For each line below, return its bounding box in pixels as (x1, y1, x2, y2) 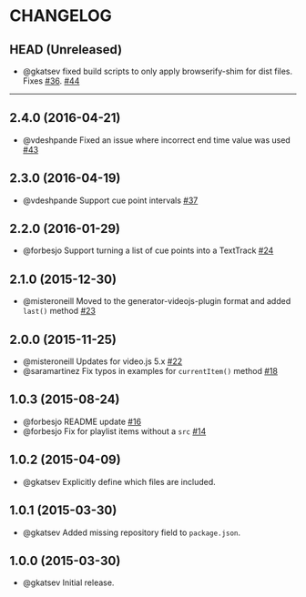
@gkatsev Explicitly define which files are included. (22, 476, 216, 487)
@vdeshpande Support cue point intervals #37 (22, 195, 199, 206)
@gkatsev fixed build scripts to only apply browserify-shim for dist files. (22, 66, 293, 76)
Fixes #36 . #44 (22, 76, 80, 86)
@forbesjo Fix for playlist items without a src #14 (22, 425, 207, 437)
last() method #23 (22, 306, 96, 317)
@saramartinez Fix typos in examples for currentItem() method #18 (22, 366, 278, 377)
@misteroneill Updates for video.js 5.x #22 (22, 356, 183, 367)
